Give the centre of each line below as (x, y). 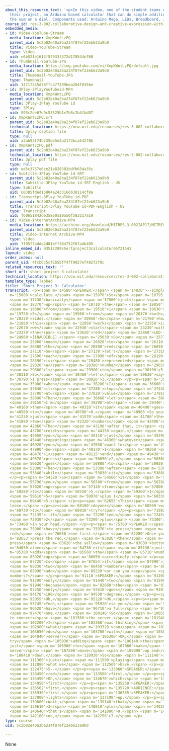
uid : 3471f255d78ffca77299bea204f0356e (52, 85)
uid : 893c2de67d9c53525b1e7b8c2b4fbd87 (52, 113)
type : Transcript (28, 211)
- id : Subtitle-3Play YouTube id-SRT (45, 174)
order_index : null (24, 258)
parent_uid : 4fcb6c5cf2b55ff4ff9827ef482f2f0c (55, 263)
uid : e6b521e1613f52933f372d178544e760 (52, 57)
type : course (19, 721)
